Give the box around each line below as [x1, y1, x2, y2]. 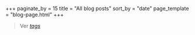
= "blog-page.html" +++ [5, 11, 64, 18]
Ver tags [19, 23, 41, 29]
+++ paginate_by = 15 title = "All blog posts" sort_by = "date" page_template [5, 5, 189, 12]
